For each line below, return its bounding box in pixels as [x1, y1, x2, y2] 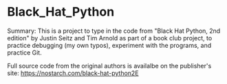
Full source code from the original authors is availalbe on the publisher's [7, 61, 212, 70]
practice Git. [7, 48, 43, 57]
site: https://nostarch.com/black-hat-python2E [7, 69, 139, 77]
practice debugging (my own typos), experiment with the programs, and [7, 41, 212, 49]
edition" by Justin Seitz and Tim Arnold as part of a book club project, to [7, 33, 213, 42]
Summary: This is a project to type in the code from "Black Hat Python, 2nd [7, 27, 221, 35]
